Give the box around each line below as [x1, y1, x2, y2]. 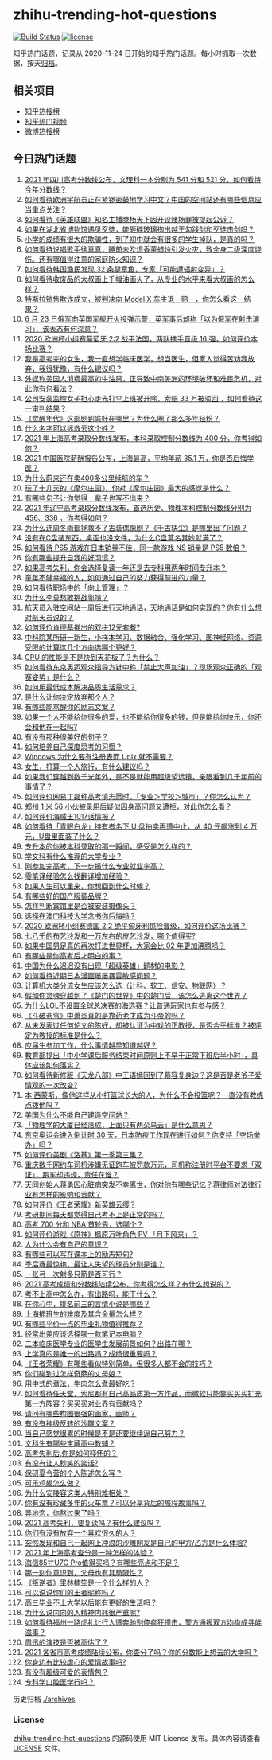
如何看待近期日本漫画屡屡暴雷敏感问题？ [24, 970, 157, 980]
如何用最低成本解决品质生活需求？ [24, 682, 137, 692]
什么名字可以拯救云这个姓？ [24, 423, 116, 433]
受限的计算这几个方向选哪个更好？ [24, 642, 137, 652]
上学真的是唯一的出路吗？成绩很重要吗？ [24, 1348, 157, 1358]
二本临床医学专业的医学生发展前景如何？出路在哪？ [24, 1339, 192, 1348]
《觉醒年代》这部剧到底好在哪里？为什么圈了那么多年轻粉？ [24, 413, 220, 423]
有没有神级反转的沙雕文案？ [24, 1419, 116, 1428]
